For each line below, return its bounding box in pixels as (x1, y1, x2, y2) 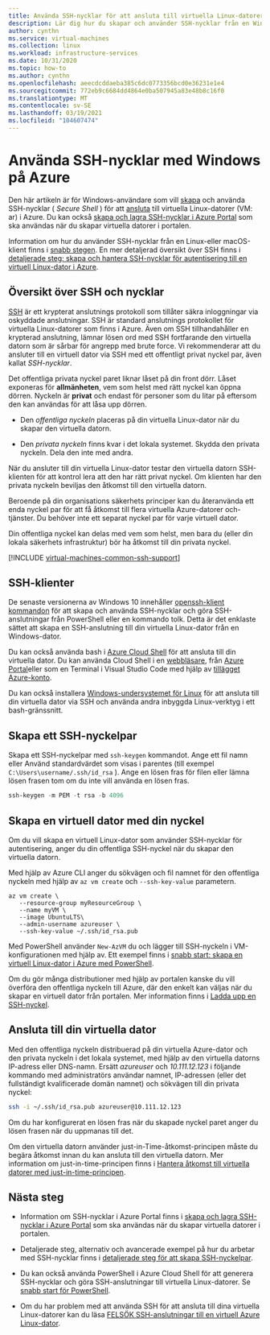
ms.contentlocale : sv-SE (8, 101, 92, 110)
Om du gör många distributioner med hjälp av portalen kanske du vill (8, 973, 235, 983)
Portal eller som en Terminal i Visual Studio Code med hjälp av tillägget (8, 664, 241, 674)
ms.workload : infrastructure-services (8, 49, 138, 57)
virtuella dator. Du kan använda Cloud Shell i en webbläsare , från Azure (8, 655, 244, 665)
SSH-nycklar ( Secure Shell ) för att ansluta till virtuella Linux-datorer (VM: (8, 203, 253, 213)
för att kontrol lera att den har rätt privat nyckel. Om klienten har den (35, 472, 262, 482)
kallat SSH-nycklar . (8, 358, 72, 367)
